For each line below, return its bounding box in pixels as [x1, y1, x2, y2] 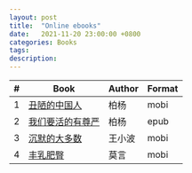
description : [9, 54, 58, 63]
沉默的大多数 [28, 132, 83, 145]
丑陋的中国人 [28, 99, 83, 111]
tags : [9, 46, 29, 55]
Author [108, 83, 140, 94]
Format [147, 83, 179, 94]
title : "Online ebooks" [9, 21, 101, 30]
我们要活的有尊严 [28, 116, 100, 128]
